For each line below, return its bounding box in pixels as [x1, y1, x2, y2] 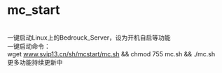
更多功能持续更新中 [7, 58, 63, 66]
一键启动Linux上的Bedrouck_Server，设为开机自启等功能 [7, 33, 171, 42]
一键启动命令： [7, 42, 50, 50]
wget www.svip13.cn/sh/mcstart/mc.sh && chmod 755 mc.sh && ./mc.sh [7, 49, 216, 58]
